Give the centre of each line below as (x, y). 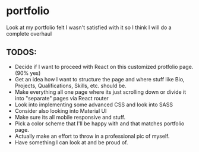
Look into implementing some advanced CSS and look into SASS (94, 104)
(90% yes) (28, 73)
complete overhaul (29, 33)
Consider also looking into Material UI (61, 110)
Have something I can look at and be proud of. (71, 142)
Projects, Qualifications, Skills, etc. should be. (70, 85)
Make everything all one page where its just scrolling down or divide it (100, 92)
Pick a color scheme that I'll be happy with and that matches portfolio (99, 123)
